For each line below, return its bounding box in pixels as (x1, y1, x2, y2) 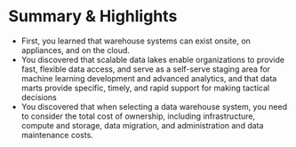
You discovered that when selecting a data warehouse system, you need (20, 101, 288, 112)
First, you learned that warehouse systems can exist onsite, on (20, 35, 251, 46)
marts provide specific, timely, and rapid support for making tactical (20, 82, 270, 93)
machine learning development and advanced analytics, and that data (20, 73, 277, 83)
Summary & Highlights (8, 6, 178, 27)
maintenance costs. (20, 129, 94, 140)
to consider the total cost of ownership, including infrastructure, (20, 111, 255, 121)
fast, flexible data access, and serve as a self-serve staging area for (20, 64, 271, 74)
